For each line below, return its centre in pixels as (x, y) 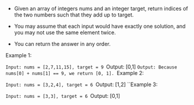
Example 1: (19, 55)
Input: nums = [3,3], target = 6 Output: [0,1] (63, 96)
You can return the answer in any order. (62, 44)
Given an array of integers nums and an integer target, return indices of (101, 9)
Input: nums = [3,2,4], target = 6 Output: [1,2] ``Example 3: (82, 84)
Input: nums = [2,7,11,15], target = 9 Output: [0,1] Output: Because (91, 67)
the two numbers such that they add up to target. (74, 15)
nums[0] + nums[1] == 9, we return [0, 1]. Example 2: (75, 73)
